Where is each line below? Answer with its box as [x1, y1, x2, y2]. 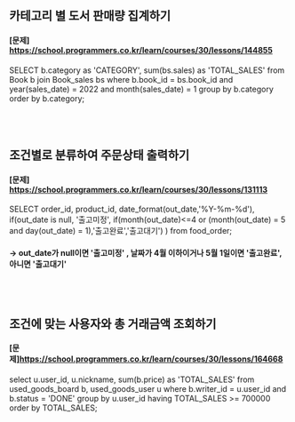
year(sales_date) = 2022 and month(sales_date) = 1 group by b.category [9, 84, 274, 94]
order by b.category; [9, 92, 85, 104]
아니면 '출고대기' [9, 259, 67, 269]
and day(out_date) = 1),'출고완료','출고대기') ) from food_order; [9, 226, 233, 236]
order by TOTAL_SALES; [9, 402, 98, 413]
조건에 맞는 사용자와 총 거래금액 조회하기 [9, 316, 217, 331]
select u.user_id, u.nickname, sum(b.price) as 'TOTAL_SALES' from [9, 374, 255, 385]
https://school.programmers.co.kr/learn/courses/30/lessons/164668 [19, 354, 283, 364]
